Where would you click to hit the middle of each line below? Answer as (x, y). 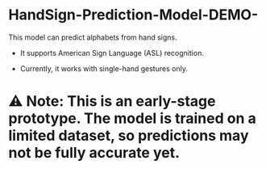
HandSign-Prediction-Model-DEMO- (133, 15)
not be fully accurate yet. (94, 153)
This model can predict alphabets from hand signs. (93, 37)
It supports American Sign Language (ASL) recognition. (112, 53)
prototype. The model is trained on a (132, 118)
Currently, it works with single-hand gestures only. (104, 68)
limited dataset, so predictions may (129, 136)
